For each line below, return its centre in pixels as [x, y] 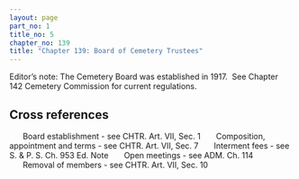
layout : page [34, 18]
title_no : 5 [32, 34]
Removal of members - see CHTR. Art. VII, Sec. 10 [115, 165]
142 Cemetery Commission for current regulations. [103, 86]
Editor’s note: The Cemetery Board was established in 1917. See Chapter [144, 76]
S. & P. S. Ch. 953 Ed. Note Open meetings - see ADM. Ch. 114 [131, 155]
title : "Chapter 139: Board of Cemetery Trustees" [106, 51]
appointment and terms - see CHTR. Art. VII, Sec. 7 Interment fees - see [149, 146]
